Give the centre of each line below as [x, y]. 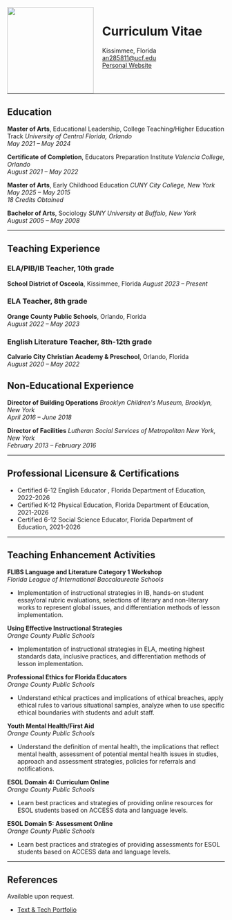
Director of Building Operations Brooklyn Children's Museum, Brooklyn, [110, 402]
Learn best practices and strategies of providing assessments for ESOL [118, 844]
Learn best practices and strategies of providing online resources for [115, 802]
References [32, 880]
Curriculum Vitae [152, 31]
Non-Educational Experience [71, 386]
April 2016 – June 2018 [40, 417]
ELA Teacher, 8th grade [47, 302]
